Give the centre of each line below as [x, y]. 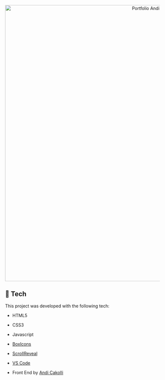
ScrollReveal [25, 353]
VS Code [21, 363]
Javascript [23, 334]
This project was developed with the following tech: [57, 306]
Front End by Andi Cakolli [38, 372]
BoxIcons [22, 344]
